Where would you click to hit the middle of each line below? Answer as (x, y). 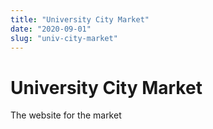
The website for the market (66, 115)
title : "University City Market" (80, 19)
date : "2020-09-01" (51, 29)
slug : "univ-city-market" (64, 38)
